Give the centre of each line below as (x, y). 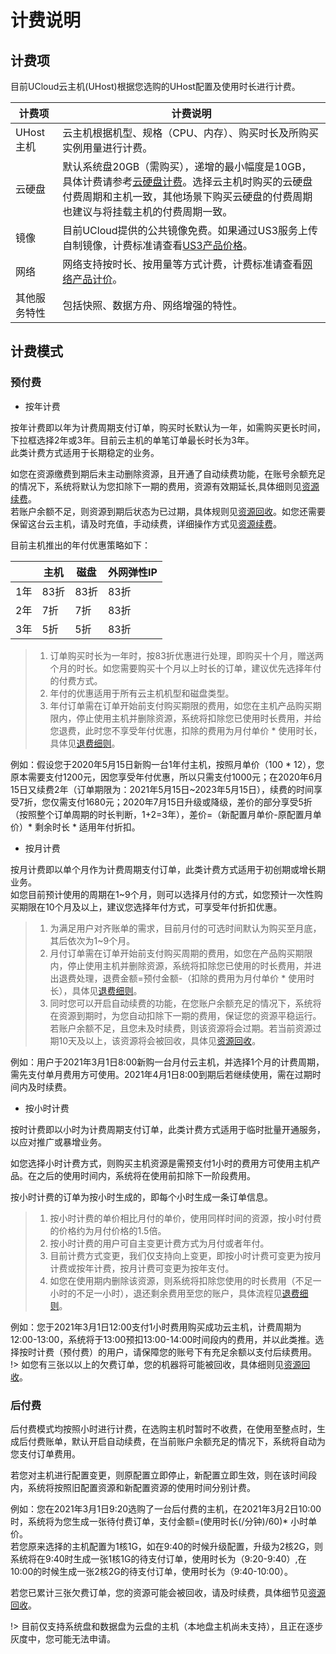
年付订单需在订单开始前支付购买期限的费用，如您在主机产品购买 (181, 705)
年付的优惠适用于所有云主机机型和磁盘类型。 (142, 693)
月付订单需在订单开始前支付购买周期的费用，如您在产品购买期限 (181, 953)
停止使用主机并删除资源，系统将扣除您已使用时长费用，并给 (199, 718)
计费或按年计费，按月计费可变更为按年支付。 (142, 1268)
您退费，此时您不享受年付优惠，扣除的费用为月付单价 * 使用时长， (186, 730)
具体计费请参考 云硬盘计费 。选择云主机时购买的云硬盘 (187, 181)
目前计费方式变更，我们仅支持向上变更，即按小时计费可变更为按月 (185, 1255)
